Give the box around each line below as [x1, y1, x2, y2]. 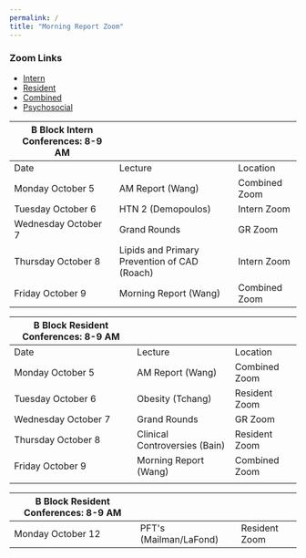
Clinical [136, 428, 168, 440]
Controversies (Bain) [136, 439, 226, 451]
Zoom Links [9, 52, 63, 65]
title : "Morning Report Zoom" [9, 22, 125, 31]
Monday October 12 [14, 527, 101, 540]
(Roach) [118, 266, 154, 279]
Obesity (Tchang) [136, 392, 212, 405]
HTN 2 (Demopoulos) [118, 202, 211, 215]
